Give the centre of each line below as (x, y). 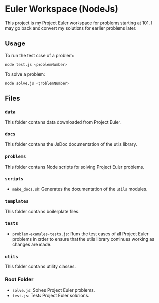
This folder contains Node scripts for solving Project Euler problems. (75, 167)
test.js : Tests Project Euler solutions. (51, 296)
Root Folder (19, 279)
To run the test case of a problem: (40, 55)
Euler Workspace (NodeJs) (62, 9)
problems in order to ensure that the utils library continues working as (83, 239)
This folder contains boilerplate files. (42, 212)
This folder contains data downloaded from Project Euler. (63, 122)
